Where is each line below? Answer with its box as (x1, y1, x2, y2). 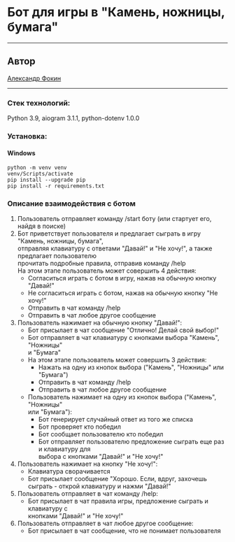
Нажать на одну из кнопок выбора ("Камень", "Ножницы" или (38, 363, 224, 371)
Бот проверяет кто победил (38, 422, 121, 431)
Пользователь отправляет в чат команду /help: (17, 490, 159, 498)
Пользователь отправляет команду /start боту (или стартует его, (17, 215, 212, 223)
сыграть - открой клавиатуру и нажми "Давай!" (27, 482, 171, 490)
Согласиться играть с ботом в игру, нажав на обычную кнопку (27, 274, 217, 283)
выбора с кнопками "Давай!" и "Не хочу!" (38, 452, 164, 461)
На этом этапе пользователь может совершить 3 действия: (27, 356, 207, 364)
